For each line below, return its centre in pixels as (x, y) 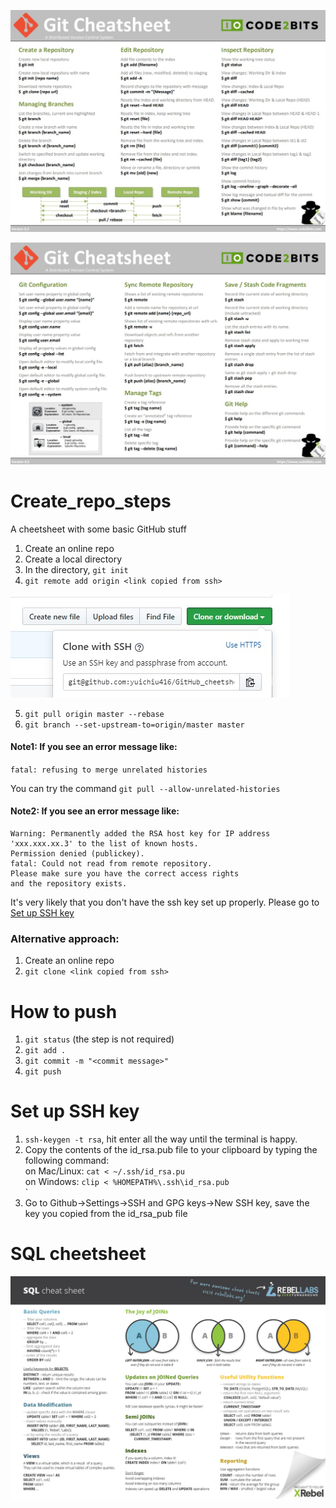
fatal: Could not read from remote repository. (111, 864)
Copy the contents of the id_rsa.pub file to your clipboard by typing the (171, 1150)
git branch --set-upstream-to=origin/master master (134, 725)
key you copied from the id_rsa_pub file (106, 1214)
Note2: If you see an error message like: (95, 811)
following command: (67, 1161)
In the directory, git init (76, 569)
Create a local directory (73, 559)
